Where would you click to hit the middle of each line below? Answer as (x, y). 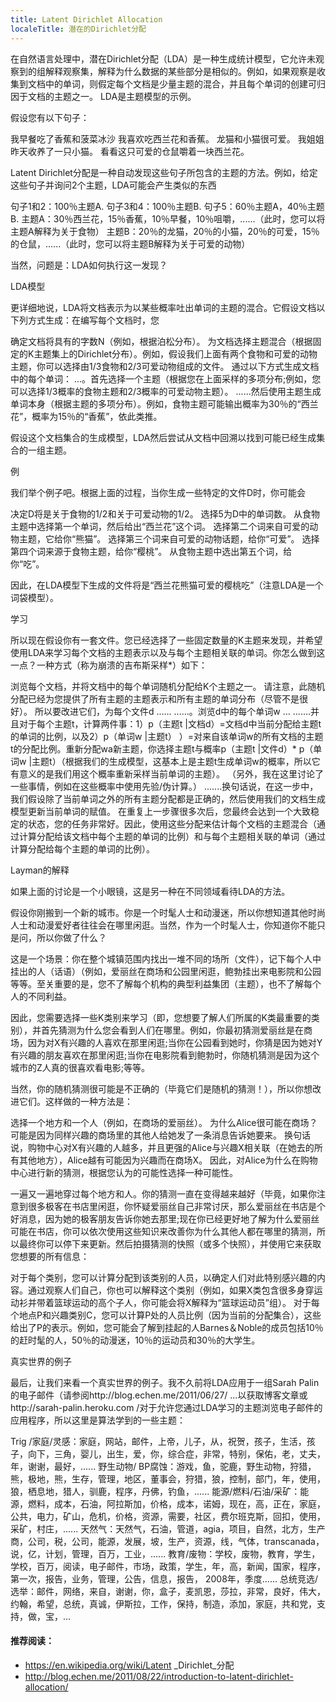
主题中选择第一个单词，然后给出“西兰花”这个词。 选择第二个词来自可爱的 (160, 526)
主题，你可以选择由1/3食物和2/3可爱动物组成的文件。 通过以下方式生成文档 (165, 366)
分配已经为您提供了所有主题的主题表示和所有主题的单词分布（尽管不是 (155, 698)
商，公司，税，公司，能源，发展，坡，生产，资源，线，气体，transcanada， (167, 1541)
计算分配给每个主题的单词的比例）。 (82, 848)
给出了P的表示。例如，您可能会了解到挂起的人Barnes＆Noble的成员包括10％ (167, 1327)
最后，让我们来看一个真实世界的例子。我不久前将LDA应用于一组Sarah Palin (165, 1382)
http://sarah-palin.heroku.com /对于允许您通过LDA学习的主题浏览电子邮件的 (166, 1407)
